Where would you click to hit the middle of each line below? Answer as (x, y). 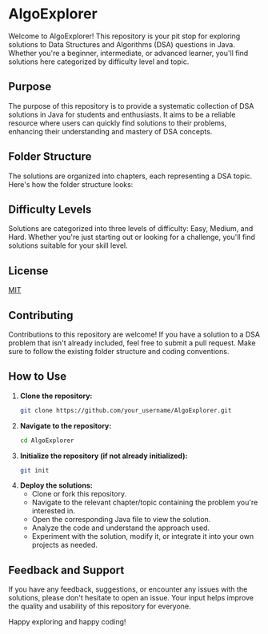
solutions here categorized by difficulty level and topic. (99, 62)
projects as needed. (65, 545)
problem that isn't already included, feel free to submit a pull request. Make (132, 343)
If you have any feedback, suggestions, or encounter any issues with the (128, 589)
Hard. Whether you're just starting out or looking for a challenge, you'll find (132, 237)
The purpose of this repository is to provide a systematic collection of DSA (131, 106)
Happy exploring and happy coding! (67, 622)
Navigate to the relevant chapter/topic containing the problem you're (145, 502)
